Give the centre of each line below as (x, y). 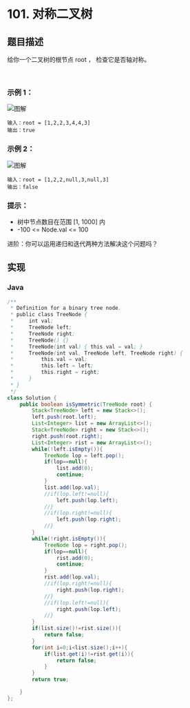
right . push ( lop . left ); (89, 609)
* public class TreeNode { (49, 315)
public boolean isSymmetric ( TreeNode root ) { (86, 404)
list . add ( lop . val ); (72, 487)
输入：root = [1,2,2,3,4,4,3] (49, 123)
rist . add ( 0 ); (75, 558)
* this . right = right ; (55, 373)
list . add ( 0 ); (75, 468)
